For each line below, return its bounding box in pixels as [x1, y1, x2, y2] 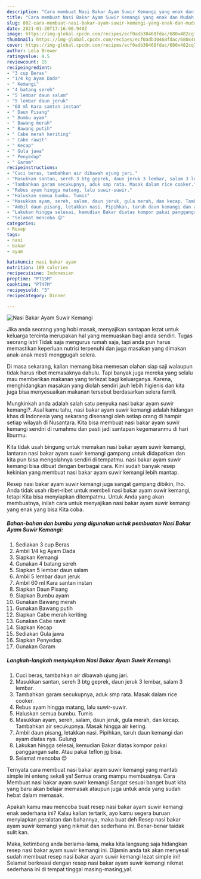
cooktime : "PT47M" [7, 281, 52, 288]
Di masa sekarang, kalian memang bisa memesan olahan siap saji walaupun [7, 363, 193, 370]
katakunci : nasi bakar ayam [7, 259, 77, 265]
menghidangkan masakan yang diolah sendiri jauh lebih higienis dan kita [7, 382, 185, 389]
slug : [7, 20, 20, 26]
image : [7, 31, 23, 37]
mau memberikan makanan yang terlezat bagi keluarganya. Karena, [7, 376, 172, 383]
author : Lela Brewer [7, 48, 58, 54]
